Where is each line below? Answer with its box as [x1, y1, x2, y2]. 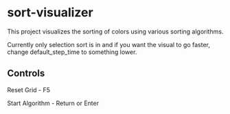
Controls [7, 68, 45, 79]
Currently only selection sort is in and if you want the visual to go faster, [7, 40, 211, 48]
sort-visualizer [7, 5, 94, 20]
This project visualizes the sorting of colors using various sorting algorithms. [7, 27, 224, 35]
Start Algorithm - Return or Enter [7, 99, 100, 107]
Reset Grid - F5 [7, 85, 50, 94]
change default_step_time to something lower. [7, 48, 137, 56]
